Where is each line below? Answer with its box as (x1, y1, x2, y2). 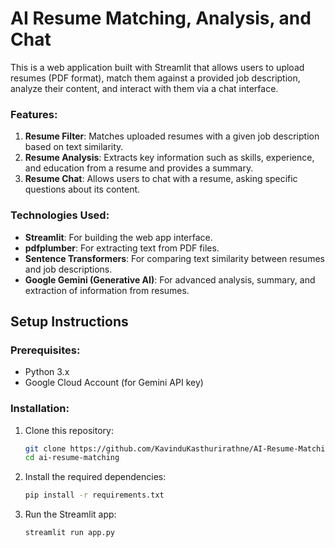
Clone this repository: (24, 424, 114, 436)
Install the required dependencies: (24, 471, 167, 483)
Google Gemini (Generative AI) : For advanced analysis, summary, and (24, 273, 316, 286)
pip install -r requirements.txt (24, 490, 165, 501)
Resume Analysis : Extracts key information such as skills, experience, (24, 152, 315, 164)
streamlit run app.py (24, 528, 115, 538)
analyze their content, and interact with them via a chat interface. (10, 82, 279, 94)
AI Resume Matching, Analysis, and (10, 7, 312, 30)
